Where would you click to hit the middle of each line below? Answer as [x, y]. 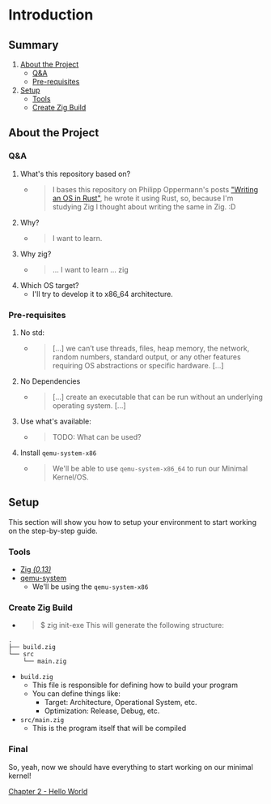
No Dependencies [50, 381]
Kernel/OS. [70, 477]
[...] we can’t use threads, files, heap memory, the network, [151, 348]
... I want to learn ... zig [91, 269]
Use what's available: [55, 421]
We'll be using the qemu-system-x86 [90, 587]
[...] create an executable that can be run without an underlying [157, 397]
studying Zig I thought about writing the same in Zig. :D [144, 206]
